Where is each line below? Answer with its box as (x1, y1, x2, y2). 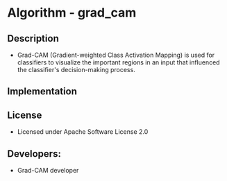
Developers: (7, 148, 61, 160)
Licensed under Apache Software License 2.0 (17, 128, 149, 136)
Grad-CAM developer (17, 166, 79, 175)
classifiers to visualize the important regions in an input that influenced (17, 58, 220, 67)
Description (7, 33, 59, 44)
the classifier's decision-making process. (17, 66, 135, 74)
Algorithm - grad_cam (7, 5, 137, 21)
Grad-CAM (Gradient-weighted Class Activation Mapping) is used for (17, 51, 215, 59)
